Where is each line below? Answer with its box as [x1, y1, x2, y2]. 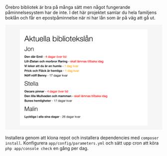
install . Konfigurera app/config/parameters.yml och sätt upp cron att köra [5, 140, 159, 146]
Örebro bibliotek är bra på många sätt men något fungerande [5, 4, 131, 10]
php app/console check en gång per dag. [5, 146, 89, 152]
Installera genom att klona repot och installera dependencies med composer [5, 135, 159, 141]
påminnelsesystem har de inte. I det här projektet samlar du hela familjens [5, 9, 157, 15]
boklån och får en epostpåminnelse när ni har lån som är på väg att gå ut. [5, 15, 156, 20]
